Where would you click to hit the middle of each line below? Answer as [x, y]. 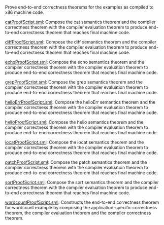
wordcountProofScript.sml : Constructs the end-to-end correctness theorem [82, 202]
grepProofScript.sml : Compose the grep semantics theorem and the [74, 82]
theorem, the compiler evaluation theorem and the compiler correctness [78, 213]
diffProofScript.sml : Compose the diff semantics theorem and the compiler [81, 42]
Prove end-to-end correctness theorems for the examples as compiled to [79, 7]
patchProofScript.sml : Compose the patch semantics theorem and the [76, 162]
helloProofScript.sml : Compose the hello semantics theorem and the [74, 122]
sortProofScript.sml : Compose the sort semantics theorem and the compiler [82, 182]
